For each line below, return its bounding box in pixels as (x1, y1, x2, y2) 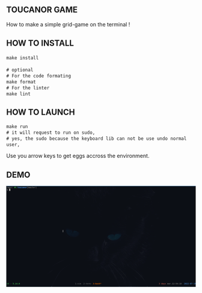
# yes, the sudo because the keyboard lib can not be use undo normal (6, 136, 187, 142)
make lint (6, 91, 31, 97)
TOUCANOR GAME (6, 5, 78, 15)
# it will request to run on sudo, (6, 130, 96, 136)
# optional (6, 67, 34, 73)
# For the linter (6, 85, 50, 91)
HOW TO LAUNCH (6, 107, 75, 118)
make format (6, 79, 36, 85)
